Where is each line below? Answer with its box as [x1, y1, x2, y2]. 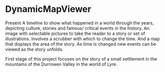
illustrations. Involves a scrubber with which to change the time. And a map [5, 36, 160, 42]
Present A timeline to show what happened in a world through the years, [5, 20, 154, 26]
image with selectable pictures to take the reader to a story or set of [5, 30, 145, 36]
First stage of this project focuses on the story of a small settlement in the [5, 56, 157, 62]
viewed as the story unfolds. [5, 46, 63, 52]
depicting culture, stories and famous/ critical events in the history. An [5, 25, 150, 31]
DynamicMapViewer [5, 3, 91, 15]
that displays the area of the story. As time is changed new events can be [5, 41, 156, 47]
